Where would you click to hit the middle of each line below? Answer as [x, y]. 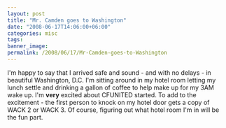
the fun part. [25, 117]
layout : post [26, 14]
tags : [15, 40]
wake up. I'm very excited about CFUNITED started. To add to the [102, 94]
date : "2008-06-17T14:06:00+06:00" [59, 27]
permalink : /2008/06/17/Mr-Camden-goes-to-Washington [87, 53]
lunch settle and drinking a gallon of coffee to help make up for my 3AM [111, 87]
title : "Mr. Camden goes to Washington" [67, 20]
